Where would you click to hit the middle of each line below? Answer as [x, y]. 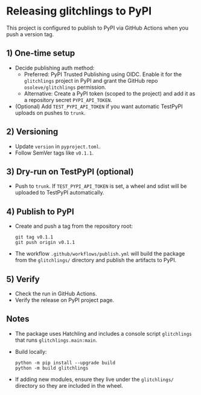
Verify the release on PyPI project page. [65, 300]
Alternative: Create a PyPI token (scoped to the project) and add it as [110, 93]
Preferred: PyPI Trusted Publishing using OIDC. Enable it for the [103, 74]
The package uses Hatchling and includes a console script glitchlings [103, 333]
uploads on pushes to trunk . [50, 112]
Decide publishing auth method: [55, 68]
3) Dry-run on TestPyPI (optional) [70, 171]
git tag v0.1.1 [34, 237]
